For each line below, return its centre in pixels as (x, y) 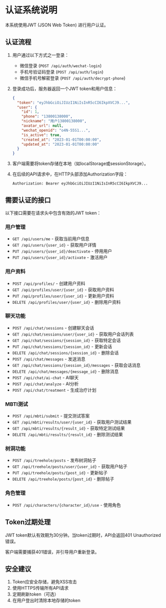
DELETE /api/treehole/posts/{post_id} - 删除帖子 (63, 479)
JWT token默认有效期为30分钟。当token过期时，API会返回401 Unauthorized (83, 535)
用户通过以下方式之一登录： (41, 55)
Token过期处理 (28, 522)
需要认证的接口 (28, 200)
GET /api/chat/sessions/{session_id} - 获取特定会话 (66, 340)
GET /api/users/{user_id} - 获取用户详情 (54, 245)
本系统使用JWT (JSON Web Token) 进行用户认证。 (57, 25)
